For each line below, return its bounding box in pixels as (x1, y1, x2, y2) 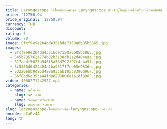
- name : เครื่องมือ (10, 87, 41, 93)
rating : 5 (5, 31, 26, 36)
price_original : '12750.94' (5, 17, 65, 22)
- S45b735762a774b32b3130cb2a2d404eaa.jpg (10, 54, 101, 60)
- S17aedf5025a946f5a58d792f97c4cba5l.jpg (10, 59, 101, 64)
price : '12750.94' (5, 12, 44, 17)
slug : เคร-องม (14, 92, 41, 98)
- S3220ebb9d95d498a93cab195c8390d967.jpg (10, 69, 101, 74)
